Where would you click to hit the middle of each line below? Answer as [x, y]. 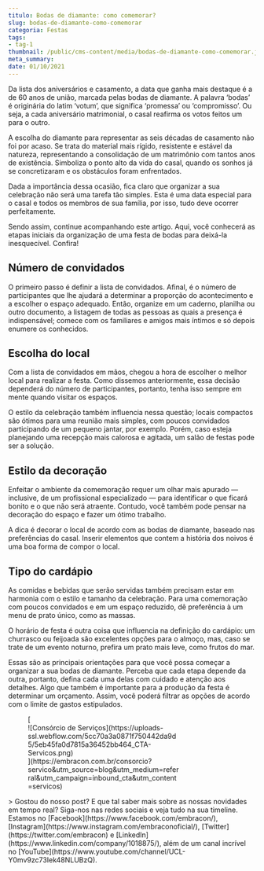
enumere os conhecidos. [48, 329]
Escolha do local [49, 353]
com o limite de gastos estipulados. [66, 704]
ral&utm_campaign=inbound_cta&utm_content [102, 778]
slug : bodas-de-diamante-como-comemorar [75, 23]
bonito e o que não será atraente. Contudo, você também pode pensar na [127, 506]
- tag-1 [21, 45]
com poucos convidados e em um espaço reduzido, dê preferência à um [126, 607]
